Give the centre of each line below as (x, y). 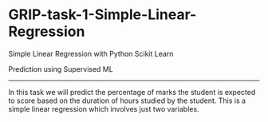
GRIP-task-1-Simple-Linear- (102, 15)
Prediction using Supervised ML (61, 69)
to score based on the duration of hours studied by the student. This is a (127, 100)
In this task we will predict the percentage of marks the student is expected (132, 92)
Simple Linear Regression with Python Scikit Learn (91, 53)
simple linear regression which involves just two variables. (104, 108)
